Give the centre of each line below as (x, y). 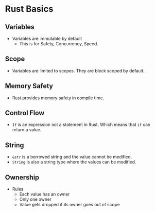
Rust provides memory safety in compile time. (58, 98)
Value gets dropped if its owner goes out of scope (69, 205)
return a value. (26, 130)
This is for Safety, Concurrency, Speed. (59, 44)
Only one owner (35, 199)
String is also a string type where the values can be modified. (74, 162)
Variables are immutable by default (47, 38)
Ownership (22, 177)
